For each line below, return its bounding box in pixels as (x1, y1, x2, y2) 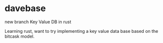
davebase (4, 3, 46, 14)
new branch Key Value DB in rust (4, 19, 72, 25)
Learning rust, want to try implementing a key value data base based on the (4, 28, 159, 34)
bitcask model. (4, 33, 35, 39)
